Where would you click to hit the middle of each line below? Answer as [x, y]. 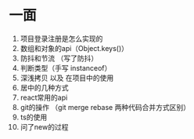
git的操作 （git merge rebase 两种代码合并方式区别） [105, 107]
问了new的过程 [44, 126]
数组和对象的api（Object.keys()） [74, 48]
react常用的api [44, 97]
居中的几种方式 [44, 87]
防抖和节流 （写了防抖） [59, 58]
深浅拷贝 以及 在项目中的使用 [67, 78]
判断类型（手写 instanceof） [66, 68]
